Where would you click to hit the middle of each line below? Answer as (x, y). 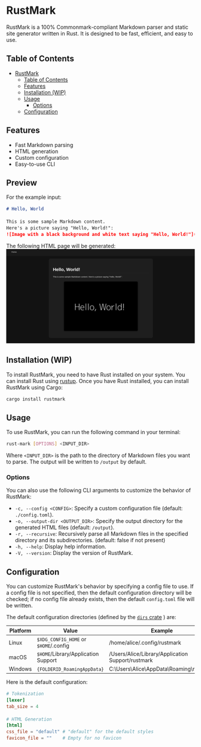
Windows (20, 669)
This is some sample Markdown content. (56, 222)
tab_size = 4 (22, 706)
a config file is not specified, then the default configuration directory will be (99, 593)
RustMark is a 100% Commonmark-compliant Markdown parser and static (97, 27)
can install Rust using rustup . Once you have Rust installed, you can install (98, 381)
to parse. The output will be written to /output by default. (77, 462)
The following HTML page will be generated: (61, 246)
